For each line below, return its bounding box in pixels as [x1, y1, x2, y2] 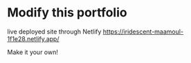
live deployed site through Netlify [7, 27, 102, 36]
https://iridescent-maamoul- [102, 27, 184, 36]
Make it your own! [7, 48, 59, 56]
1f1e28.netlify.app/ [7, 34, 60, 42]
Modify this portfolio [7, 5, 127, 21]
